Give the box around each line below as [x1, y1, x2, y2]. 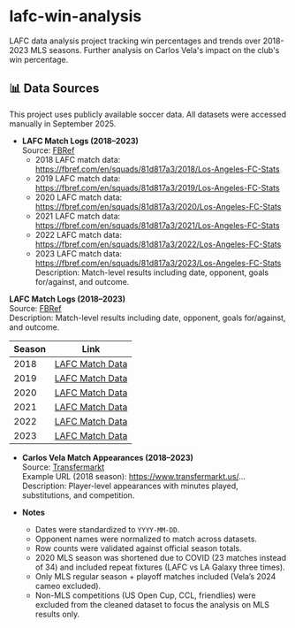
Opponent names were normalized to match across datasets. [34, 533, 258, 544]
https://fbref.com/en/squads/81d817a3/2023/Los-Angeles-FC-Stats [34, 257, 282, 268]
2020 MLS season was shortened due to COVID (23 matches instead [34, 552, 287, 563]
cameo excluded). [34, 580, 102, 591]
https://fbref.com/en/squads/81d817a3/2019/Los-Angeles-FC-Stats [34, 182, 280, 193]
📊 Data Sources [9, 81, 100, 96]
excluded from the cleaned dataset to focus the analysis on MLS [34, 599, 270, 609]
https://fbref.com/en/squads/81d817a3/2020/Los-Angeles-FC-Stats [34, 201, 282, 211]
